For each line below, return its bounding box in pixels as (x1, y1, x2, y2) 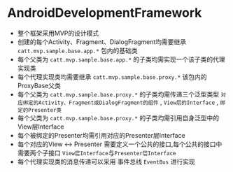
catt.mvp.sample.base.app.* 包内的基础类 (17, 46, 138, 55)
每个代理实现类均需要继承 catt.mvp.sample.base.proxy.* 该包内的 (17, 72, 208, 81)
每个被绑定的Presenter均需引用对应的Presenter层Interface (17, 131, 185, 139)
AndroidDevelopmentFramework (7, 5, 202, 21)
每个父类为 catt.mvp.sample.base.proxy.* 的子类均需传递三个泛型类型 (17, 89, 220, 99)
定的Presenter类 (17, 106, 62, 113)
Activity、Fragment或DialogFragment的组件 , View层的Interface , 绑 (38, 98, 226, 106)
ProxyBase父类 (17, 81, 62, 89)
